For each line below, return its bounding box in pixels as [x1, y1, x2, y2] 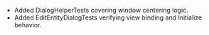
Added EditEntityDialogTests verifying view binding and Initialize [14, 13, 203, 22]
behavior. [14, 21, 42, 29]
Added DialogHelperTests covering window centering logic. [14, 6, 188, 14]
